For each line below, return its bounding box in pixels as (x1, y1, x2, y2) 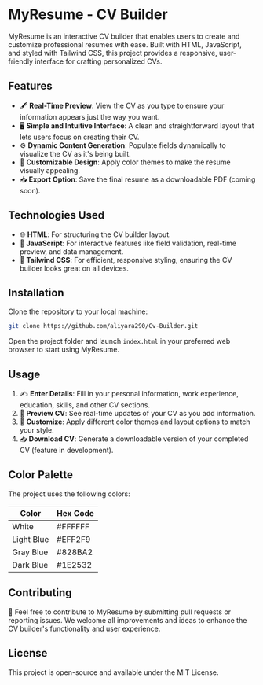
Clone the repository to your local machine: (8, 307, 148, 316)
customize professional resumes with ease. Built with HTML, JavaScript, (8, 39, 242, 49)
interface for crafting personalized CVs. (35, 57, 163, 66)
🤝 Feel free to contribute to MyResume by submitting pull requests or (8, 607, 232, 617)
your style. (19, 425, 55, 435)
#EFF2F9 (56, 533, 91, 544)
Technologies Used (8, 208, 104, 222)
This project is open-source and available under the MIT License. (8, 667, 219, 677)
